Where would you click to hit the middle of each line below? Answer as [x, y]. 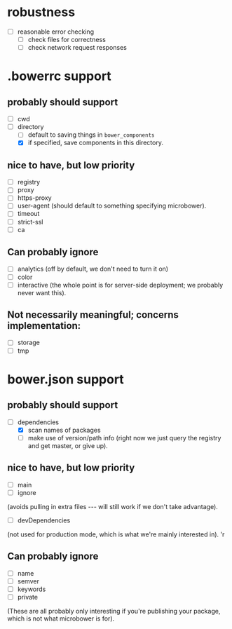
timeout [28, 214]
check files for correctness [67, 40]
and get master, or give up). [68, 445]
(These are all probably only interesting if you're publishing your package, [114, 611]
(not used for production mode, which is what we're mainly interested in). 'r [116, 534]
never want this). [42, 292]
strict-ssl [30, 222]
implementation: [44, 326]
